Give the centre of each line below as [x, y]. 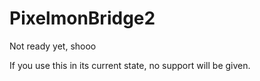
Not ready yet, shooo [53, 46]
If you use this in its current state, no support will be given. [130, 65]
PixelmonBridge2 [82, 18]
